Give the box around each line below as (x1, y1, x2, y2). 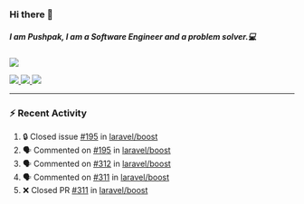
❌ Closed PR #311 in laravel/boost (22, 185, 148, 196)
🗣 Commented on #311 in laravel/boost (22, 172, 170, 183)
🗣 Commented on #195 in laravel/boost (22, 144, 171, 156)
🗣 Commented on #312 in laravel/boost (22, 158, 172, 170)
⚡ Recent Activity (9, 107, 88, 119)
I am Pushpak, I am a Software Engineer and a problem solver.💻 (9, 31, 257, 42)
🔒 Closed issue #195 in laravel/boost (22, 131, 158, 143)
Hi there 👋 (9, 8, 54, 21)
